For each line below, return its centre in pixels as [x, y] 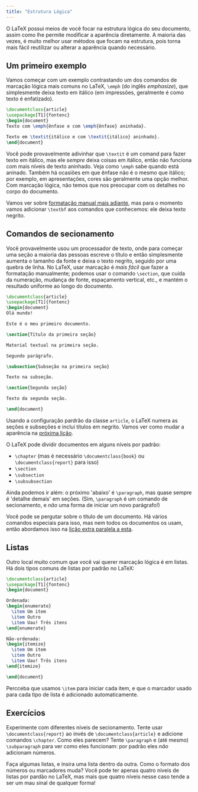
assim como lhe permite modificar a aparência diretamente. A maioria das [96, 35]
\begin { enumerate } [29, 606]
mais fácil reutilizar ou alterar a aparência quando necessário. [81, 47]
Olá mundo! [20, 313]
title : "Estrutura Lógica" [39, 12]
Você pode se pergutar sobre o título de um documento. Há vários [87, 516]
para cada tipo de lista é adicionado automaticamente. [72, 694]
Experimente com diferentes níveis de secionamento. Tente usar [85, 727]
